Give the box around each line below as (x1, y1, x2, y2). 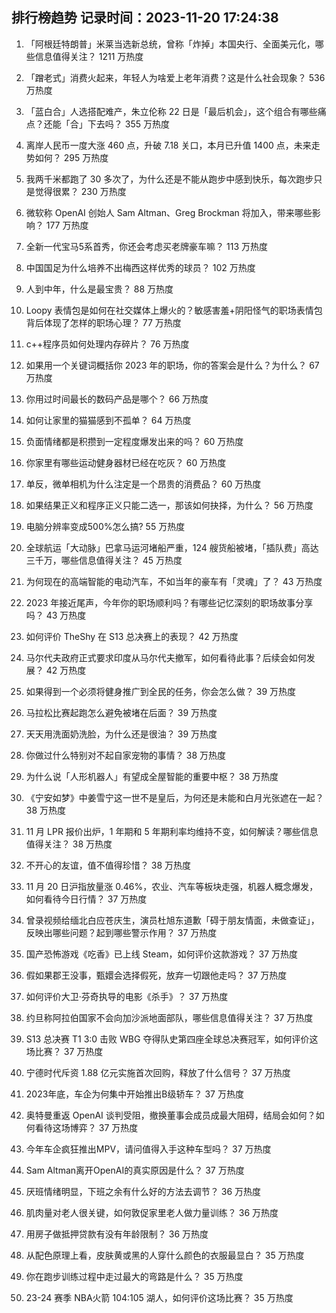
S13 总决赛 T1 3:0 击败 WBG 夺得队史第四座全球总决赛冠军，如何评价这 (25, 1033, 319, 1045)
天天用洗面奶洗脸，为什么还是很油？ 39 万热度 (25, 728, 218, 740)
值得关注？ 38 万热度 (25, 838, 113, 850)
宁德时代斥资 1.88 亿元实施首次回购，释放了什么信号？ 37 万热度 (25, 1066, 291, 1078)
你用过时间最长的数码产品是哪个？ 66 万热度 (25, 393, 209, 405)
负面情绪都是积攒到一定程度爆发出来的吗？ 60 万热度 (25, 435, 244, 447)
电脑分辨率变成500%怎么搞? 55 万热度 (25, 520, 186, 532)
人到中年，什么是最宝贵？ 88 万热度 (25, 283, 174, 295)
